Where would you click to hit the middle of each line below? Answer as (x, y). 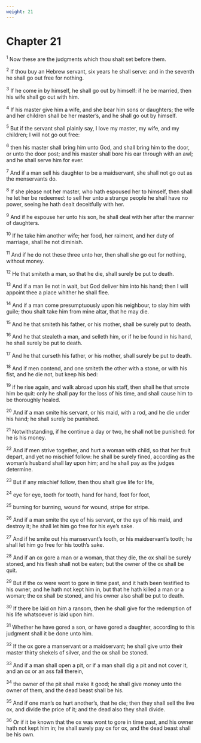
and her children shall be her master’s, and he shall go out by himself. (92, 116)
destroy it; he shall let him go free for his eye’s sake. (70, 526)
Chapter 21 (34, 41)
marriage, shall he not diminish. (45, 242)
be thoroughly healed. (33, 400)
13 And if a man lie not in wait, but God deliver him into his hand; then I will (97, 286)
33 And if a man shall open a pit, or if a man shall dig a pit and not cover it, (97, 665)
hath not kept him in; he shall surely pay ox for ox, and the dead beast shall (98, 728)
